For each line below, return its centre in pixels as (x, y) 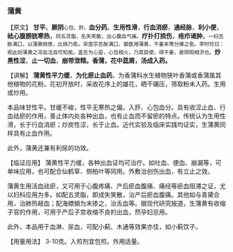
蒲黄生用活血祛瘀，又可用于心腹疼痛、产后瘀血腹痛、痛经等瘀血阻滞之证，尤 (116, 186)
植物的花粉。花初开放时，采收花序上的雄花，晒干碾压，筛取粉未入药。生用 (119, 84)
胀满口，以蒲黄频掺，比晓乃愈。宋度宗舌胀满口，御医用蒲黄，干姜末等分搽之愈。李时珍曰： (116, 44)
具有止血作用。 (34, 134)
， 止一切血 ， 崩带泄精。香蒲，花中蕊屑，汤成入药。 (98, 61)
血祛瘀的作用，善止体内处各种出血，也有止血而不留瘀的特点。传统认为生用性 (116, 116)
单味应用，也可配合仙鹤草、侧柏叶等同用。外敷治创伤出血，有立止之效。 (110, 172)
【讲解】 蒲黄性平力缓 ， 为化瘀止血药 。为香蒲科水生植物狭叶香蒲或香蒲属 (111, 75)
